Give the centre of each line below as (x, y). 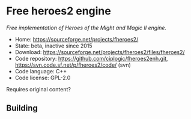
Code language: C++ (41, 71)
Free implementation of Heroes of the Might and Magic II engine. (86, 28)
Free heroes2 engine (59, 11)
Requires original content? (38, 89)
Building (22, 108)
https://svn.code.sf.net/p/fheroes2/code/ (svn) (73, 65)
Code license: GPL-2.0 (43, 78)
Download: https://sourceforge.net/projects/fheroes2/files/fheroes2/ (100, 52)
